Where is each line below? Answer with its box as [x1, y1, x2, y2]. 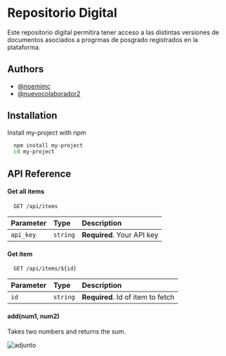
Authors [7, 63, 44, 75]
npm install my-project [13, 142, 83, 149]
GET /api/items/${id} [13, 265, 77, 273]
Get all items [7, 187, 45, 196]
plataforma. [7, 43, 41, 51]
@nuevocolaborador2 [17, 89, 81, 97]
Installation [7, 110, 58, 122]
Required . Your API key [81, 230, 159, 240]
